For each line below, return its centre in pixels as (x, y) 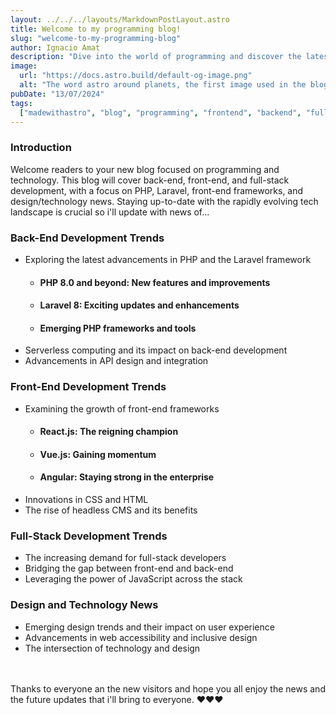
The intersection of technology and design (112, 648)
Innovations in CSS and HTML (86, 500)
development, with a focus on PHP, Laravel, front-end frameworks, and (157, 190)
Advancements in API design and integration (116, 361)
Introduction (41, 148)
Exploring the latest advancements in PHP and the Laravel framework (168, 259)
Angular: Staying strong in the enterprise (127, 477)
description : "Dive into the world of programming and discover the (156, 57)
